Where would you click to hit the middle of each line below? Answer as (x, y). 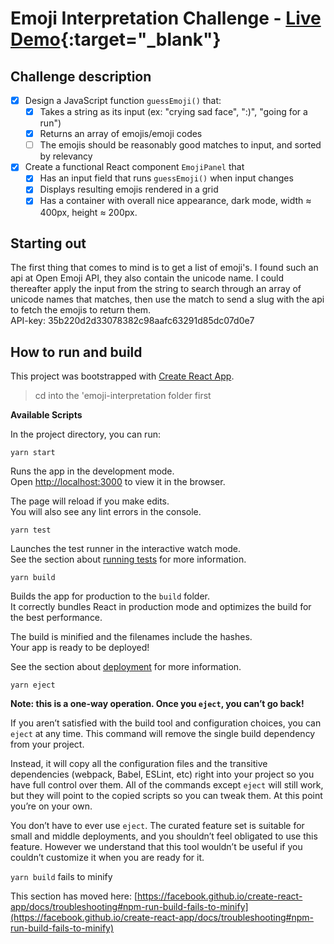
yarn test (31, 530)
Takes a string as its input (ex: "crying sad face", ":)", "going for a (173, 112)
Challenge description (81, 76)
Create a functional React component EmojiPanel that (134, 167)
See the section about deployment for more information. (126, 667)
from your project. (47, 744)
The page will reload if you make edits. (90, 501)
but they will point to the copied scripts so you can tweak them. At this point (166, 796)
